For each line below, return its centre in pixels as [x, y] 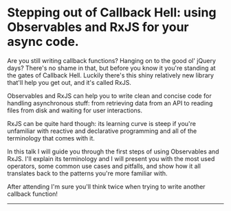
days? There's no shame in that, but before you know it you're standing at [111, 68]
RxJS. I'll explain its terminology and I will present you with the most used [111, 158]
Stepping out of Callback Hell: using [112, 13]
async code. [43, 42]
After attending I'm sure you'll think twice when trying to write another [106, 186]
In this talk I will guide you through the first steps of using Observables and [113, 151]
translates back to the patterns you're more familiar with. [87, 173]
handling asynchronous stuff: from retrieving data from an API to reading [110, 103]
